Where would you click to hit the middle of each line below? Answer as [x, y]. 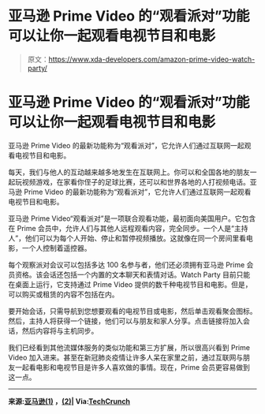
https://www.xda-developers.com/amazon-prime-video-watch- [152, 59]
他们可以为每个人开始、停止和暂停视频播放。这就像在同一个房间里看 [136, 238]
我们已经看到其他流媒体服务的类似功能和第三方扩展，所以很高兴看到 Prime [129, 347]
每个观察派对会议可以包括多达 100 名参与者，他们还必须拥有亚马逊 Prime [127, 264]
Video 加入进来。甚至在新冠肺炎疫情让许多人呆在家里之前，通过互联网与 [126, 357]
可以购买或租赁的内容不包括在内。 [63, 294]
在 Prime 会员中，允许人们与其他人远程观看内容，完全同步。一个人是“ [121, 228]
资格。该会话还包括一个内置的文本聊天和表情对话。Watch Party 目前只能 [132, 274]
